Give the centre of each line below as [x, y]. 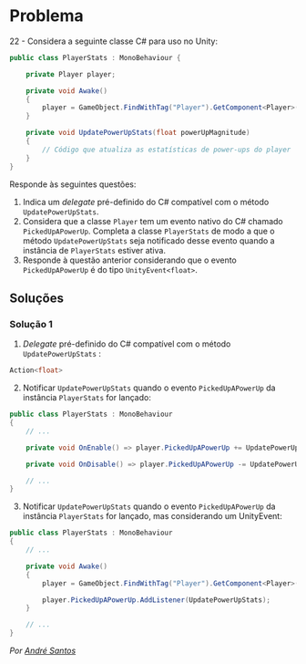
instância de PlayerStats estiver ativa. [94, 250]
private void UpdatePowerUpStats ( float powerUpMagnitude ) [138, 133]
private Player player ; [71, 74]
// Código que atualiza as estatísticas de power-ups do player [167, 150]
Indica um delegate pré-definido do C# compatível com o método [146, 202]
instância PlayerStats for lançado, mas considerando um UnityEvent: [152, 516]
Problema [46, 16]
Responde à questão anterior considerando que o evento [129, 260]
